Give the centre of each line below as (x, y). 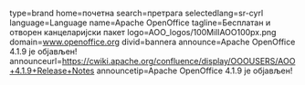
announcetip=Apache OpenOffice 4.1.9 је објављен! (195, 71)
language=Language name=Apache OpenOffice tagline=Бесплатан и (140, 23)
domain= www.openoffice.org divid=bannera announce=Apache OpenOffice (152, 42)
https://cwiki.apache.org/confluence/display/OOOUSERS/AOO (179, 61)
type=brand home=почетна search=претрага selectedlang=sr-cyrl (137, 13)
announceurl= (36, 61)
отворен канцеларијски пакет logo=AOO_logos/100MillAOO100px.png (143, 32)
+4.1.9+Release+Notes (52, 71)
